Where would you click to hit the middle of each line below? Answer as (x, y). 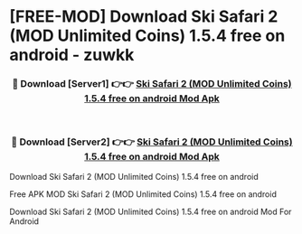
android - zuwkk (72, 55)
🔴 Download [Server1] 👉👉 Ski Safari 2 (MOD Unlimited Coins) (152, 84)
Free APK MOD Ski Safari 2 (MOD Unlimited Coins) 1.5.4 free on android (143, 194)
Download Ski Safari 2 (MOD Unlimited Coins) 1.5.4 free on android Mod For (151, 211)
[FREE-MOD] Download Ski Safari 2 (144, 17)
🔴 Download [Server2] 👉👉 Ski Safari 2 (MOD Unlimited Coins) (152, 142)
